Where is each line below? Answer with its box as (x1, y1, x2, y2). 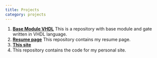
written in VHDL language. (12, 31, 67, 37)
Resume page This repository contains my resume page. (12, 36, 131, 42)
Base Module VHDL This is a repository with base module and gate (12, 25, 152, 31)
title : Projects (5, 7, 39, 12)
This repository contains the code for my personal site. (12, 47, 127, 53)
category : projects (5, 12, 46, 17)
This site (12, 41, 31, 47)
